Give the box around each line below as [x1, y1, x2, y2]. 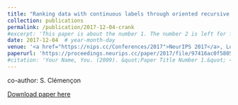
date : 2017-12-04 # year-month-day [7, 37, 115, 44]
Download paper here [7, 89, 71, 98]
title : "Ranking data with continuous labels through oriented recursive [7, 10, 230, 18]
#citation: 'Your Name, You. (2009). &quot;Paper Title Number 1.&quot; [7, 57, 227, 64]
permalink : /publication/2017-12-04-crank [7, 23, 135, 31]
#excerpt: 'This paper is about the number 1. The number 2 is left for [7, 30, 227, 38]
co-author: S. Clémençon [7, 76, 81, 84]
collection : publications [7, 17, 84, 24]
